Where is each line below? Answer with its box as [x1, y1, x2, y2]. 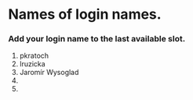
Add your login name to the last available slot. [8, 34, 186, 45]
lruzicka [19, 59, 46, 69]
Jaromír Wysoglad [19, 68, 79, 77]
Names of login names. [8, 5, 162, 23]
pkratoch [19, 51, 49, 60]
